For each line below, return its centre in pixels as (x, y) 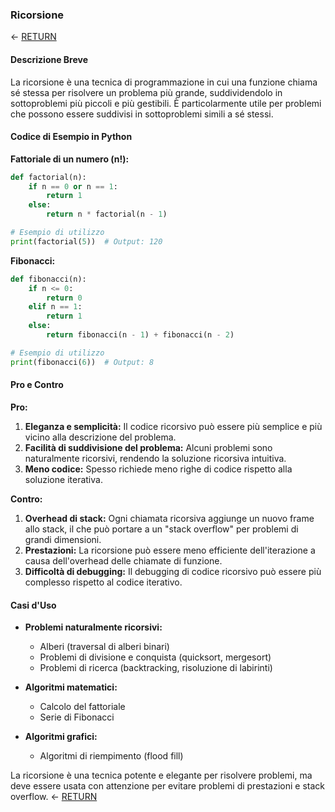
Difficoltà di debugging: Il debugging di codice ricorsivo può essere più (173, 571)
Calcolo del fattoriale (82, 707)
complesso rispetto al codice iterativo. (103, 582)
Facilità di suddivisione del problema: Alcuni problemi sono (148, 447)
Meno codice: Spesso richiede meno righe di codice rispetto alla (158, 469)
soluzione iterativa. (63, 479)
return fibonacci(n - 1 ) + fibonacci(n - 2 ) (140, 335)
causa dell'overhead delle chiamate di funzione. (123, 560)
